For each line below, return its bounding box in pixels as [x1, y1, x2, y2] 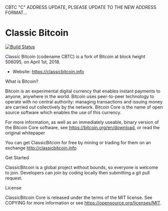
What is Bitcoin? [5, 78, 39, 84]
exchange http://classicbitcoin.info [5, 145, 77, 151]
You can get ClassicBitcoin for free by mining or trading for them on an [5, 139, 151, 145]
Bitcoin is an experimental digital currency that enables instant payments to [5, 88, 160, 94]
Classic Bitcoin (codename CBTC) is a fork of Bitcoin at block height [5, 53, 145, 59]
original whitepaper [5, 130, 45, 136]
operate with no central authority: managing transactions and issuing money [5, 98, 163, 104]
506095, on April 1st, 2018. [5, 59, 61, 65]
